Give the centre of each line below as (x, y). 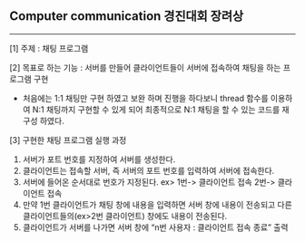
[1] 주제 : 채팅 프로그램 (49, 48)
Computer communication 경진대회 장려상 (127, 16)
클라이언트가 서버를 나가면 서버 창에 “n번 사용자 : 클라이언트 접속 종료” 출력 (155, 227)
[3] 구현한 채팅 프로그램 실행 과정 (68, 140)
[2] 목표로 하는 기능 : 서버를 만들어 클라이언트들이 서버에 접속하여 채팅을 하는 (145, 67)
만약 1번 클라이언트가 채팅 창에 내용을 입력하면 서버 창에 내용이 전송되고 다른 (157, 204)
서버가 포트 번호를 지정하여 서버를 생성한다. (99, 159)
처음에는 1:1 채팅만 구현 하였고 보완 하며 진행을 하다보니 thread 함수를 (146, 98)
